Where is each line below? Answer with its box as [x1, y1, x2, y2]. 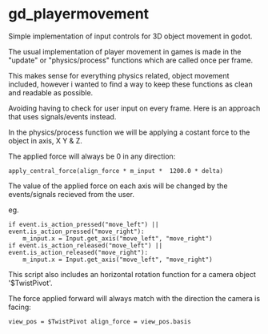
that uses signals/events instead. [8, 111, 117, 121]
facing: [8, 302, 32, 312]
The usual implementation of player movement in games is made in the [8, 46, 242, 56]
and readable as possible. [8, 87, 94, 97]
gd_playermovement [8, 5, 150, 23]
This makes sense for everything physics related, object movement [8, 70, 230, 80]
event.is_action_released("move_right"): [8, 248, 149, 256]
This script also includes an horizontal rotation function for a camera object [8, 269, 256, 279]
